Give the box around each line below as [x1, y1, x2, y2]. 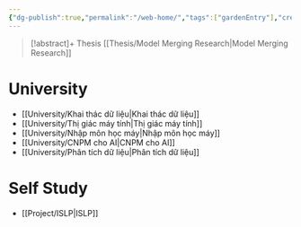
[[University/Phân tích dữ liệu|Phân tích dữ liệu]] [21, 146, 199, 157]
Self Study [8, 178, 89, 198]
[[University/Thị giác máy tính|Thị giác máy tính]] [21, 118, 203, 128]
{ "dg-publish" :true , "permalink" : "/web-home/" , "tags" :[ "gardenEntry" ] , [8, 13, 279, 22]
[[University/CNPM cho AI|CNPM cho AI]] [21, 136, 176, 148]
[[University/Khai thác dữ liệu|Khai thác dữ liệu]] [21, 109, 199, 119]
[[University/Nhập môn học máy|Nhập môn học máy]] [21, 127, 221, 138]
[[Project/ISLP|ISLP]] [21, 207, 99, 218]
